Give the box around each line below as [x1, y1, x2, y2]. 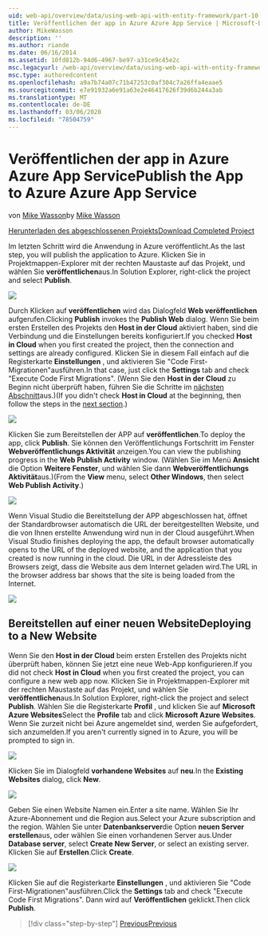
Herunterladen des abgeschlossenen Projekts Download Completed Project [8, 225, 255, 236]
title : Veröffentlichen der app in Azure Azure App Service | [8, 19, 219, 27]
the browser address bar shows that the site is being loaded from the [8, 570, 235, 580]
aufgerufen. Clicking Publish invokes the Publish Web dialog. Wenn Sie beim [8, 314, 259, 323]
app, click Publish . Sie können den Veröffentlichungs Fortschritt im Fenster [8, 438, 255, 447]
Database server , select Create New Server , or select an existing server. [8, 839, 250, 848]
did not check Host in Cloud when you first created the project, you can [8, 668, 245, 677]
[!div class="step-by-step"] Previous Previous [27, 918, 177, 928]
